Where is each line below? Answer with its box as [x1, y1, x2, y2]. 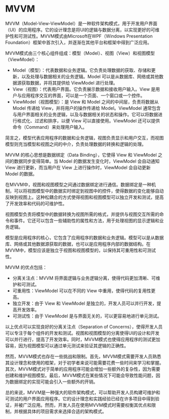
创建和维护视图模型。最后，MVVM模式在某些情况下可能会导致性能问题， [5, 372, 156, 378]
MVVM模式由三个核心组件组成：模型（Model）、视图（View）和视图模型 [5, 50, 155, 56]
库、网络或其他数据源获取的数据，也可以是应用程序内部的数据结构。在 [5, 241, 151, 247]
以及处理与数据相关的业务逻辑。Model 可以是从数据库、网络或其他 [21, 73, 159, 79]
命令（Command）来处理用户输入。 [12, 124, 87, 130]
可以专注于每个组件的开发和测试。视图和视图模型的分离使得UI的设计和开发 [5, 330, 160, 336]
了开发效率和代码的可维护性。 [5, 200, 67, 206]
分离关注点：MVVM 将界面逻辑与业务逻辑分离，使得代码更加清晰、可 [12, 275, 156, 281]
